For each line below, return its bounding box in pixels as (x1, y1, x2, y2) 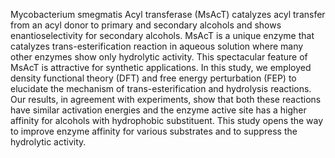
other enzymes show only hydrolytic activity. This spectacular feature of (10, 51, 308, 63)
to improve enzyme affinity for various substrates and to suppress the (10, 125, 298, 137)
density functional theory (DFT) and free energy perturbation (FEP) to (10, 72, 297, 84)
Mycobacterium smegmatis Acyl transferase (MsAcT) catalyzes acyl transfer (10, 9, 326, 20)
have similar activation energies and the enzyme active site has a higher (10, 104, 307, 116)
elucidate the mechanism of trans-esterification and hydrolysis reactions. (10, 83, 312, 94)
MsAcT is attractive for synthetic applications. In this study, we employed (10, 62, 312, 73)
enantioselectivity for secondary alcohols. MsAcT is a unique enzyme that (10, 30, 315, 41)
